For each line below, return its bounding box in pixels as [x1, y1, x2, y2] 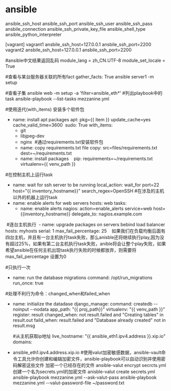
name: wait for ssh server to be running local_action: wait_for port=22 [12, 182, 160, 188]
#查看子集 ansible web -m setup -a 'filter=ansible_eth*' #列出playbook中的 [5, 90, 163, 96]
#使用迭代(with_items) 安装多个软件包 [5, 106, 85, 112]
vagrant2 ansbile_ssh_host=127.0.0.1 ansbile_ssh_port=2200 [5, 47, 132, 53]
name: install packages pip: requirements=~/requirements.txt [20, 155, 153, 162]
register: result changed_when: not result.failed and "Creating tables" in [12, 311, 164, 318]
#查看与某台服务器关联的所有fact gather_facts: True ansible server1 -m [5, 73, 154, 80]
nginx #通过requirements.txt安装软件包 [20, 139, 104, 145]
